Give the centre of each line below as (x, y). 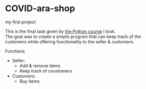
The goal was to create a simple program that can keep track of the (73, 36)
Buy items (30, 81)
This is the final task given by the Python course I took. (61, 31)
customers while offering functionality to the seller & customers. (70, 41)
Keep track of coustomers (46, 71)
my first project (20, 22)
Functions (15, 51)
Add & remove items (40, 66)
